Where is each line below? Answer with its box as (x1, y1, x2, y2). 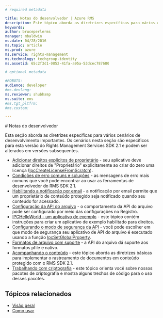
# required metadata (5, 7, 47, 12)
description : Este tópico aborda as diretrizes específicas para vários (5, 20, 155, 25)
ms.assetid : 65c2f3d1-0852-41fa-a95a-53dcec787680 (5, 61, 110, 66)
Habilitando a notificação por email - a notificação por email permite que (12, 188, 158, 194)
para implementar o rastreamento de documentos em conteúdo (12, 255, 139, 261)
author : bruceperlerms (5, 30, 51, 34)
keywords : (5, 25, 25, 30)
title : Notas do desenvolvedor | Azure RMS (5, 16, 95, 21)
